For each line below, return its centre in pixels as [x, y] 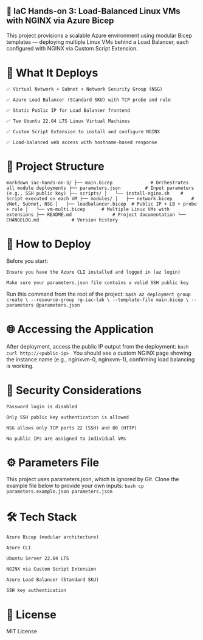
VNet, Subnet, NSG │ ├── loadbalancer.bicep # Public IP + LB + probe [102, 204]
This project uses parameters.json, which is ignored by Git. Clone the [93, 479]
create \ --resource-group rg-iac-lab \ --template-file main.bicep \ [98, 300]
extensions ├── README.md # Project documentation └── [96, 214]
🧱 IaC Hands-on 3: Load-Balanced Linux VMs [93, 11]
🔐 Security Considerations [74, 390]
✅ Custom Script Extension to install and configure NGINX [83, 131]
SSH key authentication [36, 591]
